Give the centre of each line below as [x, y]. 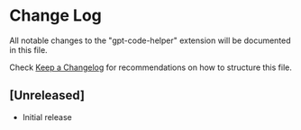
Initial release [47, 117]
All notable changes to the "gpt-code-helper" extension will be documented [150, 40]
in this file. [28, 49]
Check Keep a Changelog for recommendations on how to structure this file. [151, 67]
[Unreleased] [47, 95]
